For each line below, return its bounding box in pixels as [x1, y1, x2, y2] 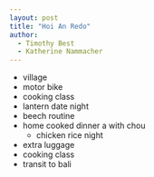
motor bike [22, 82, 63, 93]
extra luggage [22, 140, 75, 151]
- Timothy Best [17, 38, 75, 48]
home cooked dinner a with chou [22, 120, 146, 132]
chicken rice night [35, 130, 104, 141]
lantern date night [22, 101, 89, 112]
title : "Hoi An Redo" [9, 22, 91, 31]
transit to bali [22, 159, 72, 170]
